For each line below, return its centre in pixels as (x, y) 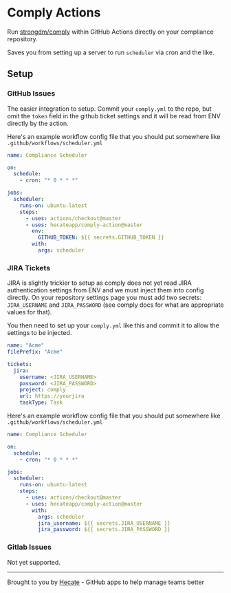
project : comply (43, 390)
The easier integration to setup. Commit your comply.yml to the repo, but (109, 109)
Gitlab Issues (29, 547)
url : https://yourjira (52, 396)
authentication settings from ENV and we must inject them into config (106, 290)
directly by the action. (38, 123)
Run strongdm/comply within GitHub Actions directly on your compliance (111, 32)
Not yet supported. (34, 562)
